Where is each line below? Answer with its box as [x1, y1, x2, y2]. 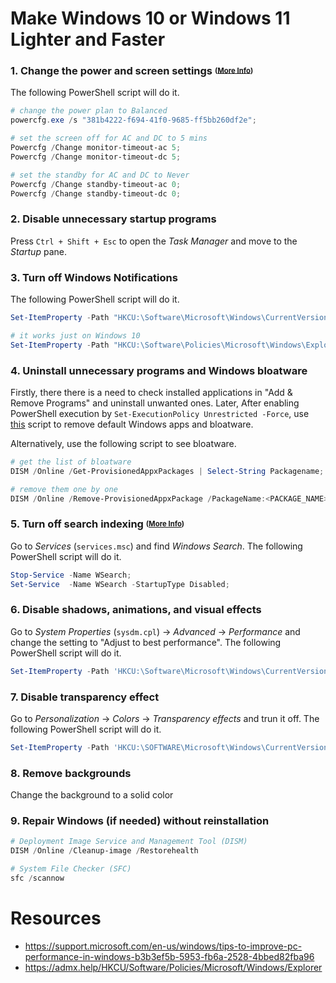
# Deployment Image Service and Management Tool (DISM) [10, 837, 248, 847]
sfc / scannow [10, 873, 65, 884]
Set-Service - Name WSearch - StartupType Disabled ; [10, 579, 230, 589]
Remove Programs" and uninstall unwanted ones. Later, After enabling [10, 397, 300, 409]
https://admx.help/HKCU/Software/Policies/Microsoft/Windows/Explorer [24, 961, 323, 973]
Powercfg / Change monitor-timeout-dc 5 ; [10, 152, 182, 162]
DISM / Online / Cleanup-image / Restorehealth [10, 846, 199, 856]
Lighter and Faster [10, 28, 166, 51]
